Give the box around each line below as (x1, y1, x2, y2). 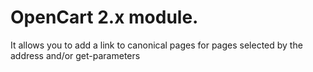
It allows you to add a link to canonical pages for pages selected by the (10, 39, 303, 51)
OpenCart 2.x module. (10, 6, 199, 29)
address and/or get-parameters (10, 49, 141, 61)
